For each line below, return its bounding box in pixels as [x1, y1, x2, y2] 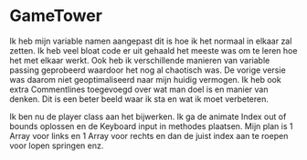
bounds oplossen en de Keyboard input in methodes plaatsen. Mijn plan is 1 [9, 120, 293, 132]
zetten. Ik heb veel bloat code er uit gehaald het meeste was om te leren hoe [9, 45, 298, 55]
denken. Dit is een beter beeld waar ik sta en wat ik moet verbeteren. [9, 93, 270, 105]
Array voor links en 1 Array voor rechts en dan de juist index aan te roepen [9, 130, 289, 141]
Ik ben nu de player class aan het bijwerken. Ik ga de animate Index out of [9, 111, 287, 122]
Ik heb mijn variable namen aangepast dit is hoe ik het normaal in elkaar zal [9, 35, 292, 46]
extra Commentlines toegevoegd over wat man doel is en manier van [9, 84, 269, 95]
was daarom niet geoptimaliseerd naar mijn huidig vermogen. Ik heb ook [9, 74, 281, 85]
